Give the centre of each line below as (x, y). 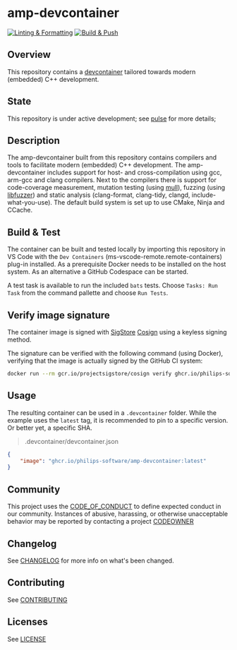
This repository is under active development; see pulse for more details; (112, 119)
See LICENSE (27, 639)
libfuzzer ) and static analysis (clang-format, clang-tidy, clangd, (99, 195)
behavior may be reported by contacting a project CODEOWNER (101, 522)
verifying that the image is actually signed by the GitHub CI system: (105, 361)
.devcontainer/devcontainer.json (71, 441)
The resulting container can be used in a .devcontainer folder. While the (112, 413)
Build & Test (34, 232)
